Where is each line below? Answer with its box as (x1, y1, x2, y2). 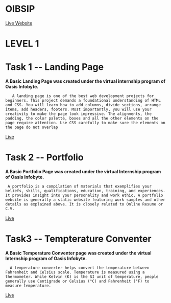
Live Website (5, 20, 33, 26)
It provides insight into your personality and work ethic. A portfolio (5, 193, 163, 198)
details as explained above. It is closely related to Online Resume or (5, 202, 163, 207)
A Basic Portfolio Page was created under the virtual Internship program (5, 169, 161, 174)
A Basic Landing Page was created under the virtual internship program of (5, 78, 166, 84)
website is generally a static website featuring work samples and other (5, 197, 166, 202)
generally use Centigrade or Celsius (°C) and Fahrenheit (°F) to (5, 278, 150, 284)
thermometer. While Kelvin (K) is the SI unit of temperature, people (5, 274, 159, 279)
